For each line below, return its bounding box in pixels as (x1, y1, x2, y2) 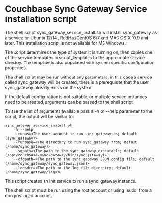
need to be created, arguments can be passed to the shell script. (5, 99, 134, 105)
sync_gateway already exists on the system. (5, 84, 93, 90)
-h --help (14, 127, 34, 132)
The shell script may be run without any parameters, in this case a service (5, 74, 152, 80)
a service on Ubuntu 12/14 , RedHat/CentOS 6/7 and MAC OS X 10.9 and (5, 35, 149, 41)
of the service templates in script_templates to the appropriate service (5, 54, 145, 60)
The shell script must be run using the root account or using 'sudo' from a (5, 187, 152, 193)
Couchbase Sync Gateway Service (5, 3, 147, 15)
